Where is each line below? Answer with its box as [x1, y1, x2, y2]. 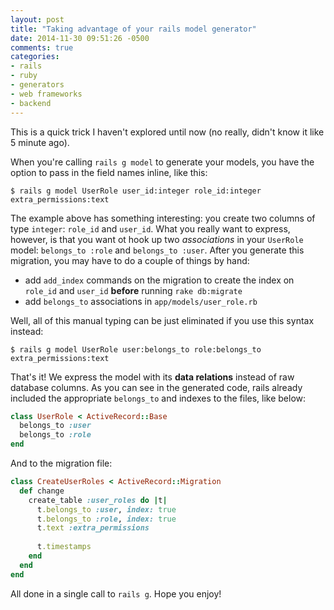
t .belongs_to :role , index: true [36, 514, 177, 524]
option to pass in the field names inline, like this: [10, 166, 208, 178]
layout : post [10, 14, 65, 25]
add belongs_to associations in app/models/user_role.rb [24, 295, 258, 307]
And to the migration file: [10, 457, 113, 469]
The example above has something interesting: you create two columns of [10, 212, 316, 224]
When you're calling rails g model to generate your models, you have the [10, 156, 315, 168]
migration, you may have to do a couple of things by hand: [10, 254, 250, 266]
